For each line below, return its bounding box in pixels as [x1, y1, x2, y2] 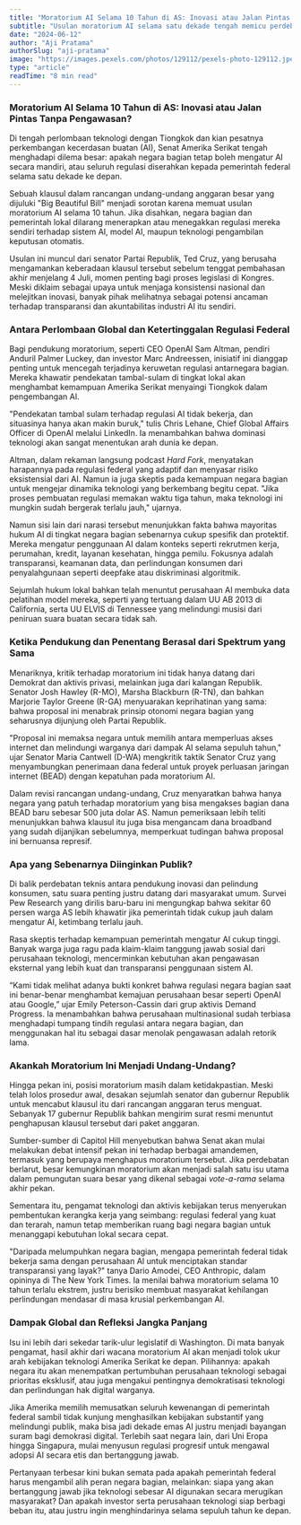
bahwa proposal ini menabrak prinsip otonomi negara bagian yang [9, 705, 254, 716]
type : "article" [9, 64, 70, 73]
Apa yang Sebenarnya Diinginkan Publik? [9, 858, 193, 870]
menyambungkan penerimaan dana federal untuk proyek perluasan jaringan [9, 761, 289, 771]
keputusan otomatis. [9, 236, 85, 247]
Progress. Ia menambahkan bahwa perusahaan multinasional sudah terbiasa [9, 1008, 291, 1019]
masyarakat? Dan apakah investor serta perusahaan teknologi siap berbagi [9, 1495, 286, 1506]
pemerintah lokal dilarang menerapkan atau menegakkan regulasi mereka [9, 217, 280, 228]
